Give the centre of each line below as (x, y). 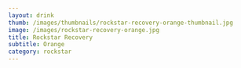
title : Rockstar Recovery (50, 37)
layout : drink (31, 15)
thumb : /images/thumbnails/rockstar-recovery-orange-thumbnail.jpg (121, 23)
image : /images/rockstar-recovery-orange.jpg (84, 30)
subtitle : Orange (37, 45)
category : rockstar (40, 52)
